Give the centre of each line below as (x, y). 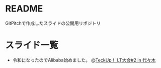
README (24, 9)
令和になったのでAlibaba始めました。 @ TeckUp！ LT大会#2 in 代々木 (84, 60)
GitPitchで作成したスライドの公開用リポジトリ (53, 23)
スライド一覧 (32, 45)
